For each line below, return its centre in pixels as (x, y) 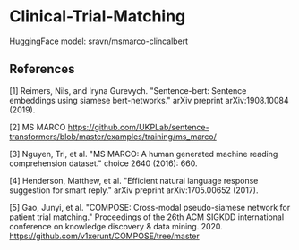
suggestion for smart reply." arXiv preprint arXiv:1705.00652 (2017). (134, 190)
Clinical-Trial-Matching (98, 17)
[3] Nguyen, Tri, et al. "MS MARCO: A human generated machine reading (144, 154)
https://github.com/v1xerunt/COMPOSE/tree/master (104, 236)
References (42, 69)
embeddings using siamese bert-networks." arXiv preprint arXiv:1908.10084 (149, 100)
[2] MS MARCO (38, 127)
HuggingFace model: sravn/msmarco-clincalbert (99, 41)
